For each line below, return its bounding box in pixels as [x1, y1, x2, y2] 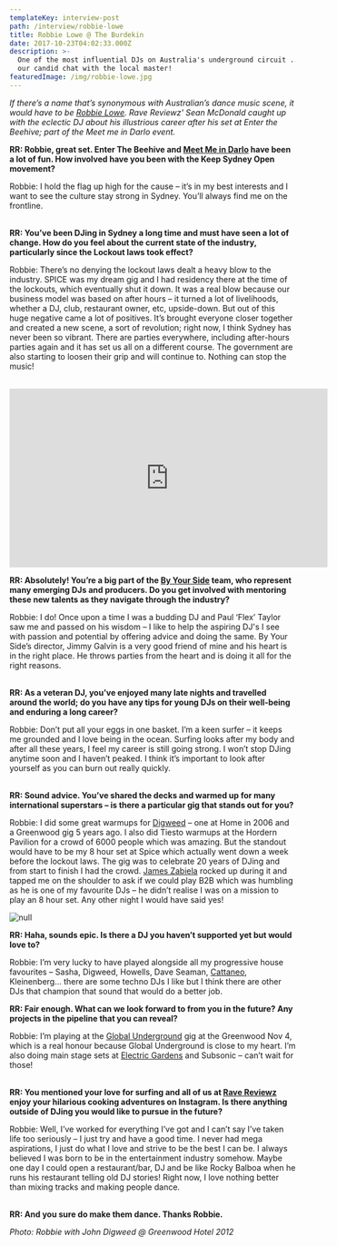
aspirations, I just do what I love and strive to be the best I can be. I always [9, 1142, 288, 1153]
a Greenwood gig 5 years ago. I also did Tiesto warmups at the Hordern [9, 826, 278, 837]
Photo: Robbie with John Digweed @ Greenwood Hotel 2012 [9, 1226, 234, 1237]
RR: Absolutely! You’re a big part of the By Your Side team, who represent [9, 574, 292, 586]
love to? [9, 939, 41, 950]
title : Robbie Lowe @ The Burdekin [9, 30, 144, 39]
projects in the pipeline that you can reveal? [9, 1013, 179, 1023]
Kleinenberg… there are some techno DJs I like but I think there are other [9, 975, 282, 986]
